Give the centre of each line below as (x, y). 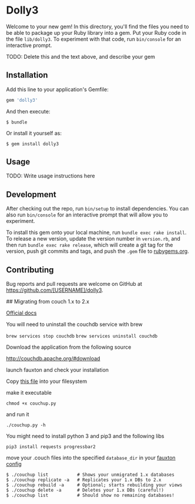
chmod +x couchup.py (31, 403)
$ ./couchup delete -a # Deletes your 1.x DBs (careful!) (85, 490)
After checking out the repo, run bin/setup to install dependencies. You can (97, 209)
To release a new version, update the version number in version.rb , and (93, 239)
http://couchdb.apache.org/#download (53, 359)
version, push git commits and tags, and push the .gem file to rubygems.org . (98, 251)
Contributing (30, 270)
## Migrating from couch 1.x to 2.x (48, 302)
